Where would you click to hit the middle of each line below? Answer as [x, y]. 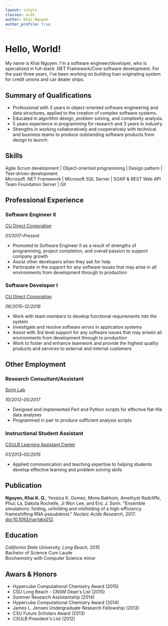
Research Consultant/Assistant [45, 379]
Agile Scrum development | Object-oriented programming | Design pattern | [84, 168]
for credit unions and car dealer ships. [45, 80]
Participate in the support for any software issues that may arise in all [85, 267]
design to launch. [31, 140]
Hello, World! [33, 49]
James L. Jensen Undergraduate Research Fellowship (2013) [76, 608]
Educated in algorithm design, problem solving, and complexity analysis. [88, 118]
